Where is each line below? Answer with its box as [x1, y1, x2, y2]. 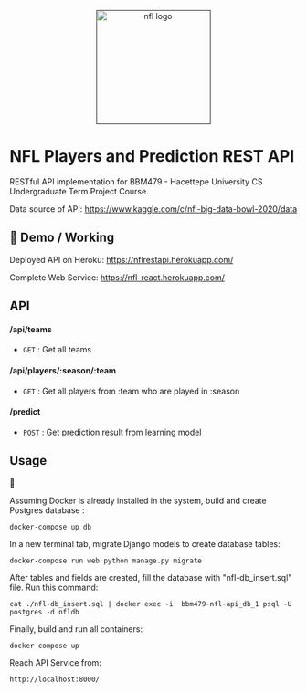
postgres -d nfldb [9, 607, 79, 616]
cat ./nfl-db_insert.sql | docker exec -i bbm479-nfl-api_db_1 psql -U [9, 599, 292, 608]
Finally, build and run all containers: [9, 623, 143, 635]
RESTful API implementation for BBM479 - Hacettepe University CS [9, 175, 263, 187]
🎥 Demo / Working [9, 230, 115, 246]
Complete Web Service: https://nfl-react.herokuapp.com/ [9, 271, 226, 283]
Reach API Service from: [9, 656, 102, 667]
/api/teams [9, 323, 52, 334]
